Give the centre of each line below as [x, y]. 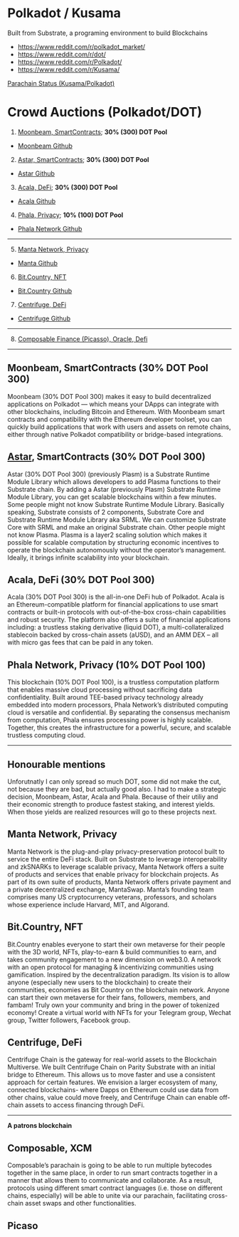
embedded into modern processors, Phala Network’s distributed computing [118, 705]
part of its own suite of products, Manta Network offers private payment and [119, 882]
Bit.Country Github [45, 291]
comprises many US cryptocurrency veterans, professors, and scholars [112, 897]
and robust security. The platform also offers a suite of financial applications [119, 620]
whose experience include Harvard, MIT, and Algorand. [88, 904]
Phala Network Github [50, 228]
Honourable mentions [57, 764]
